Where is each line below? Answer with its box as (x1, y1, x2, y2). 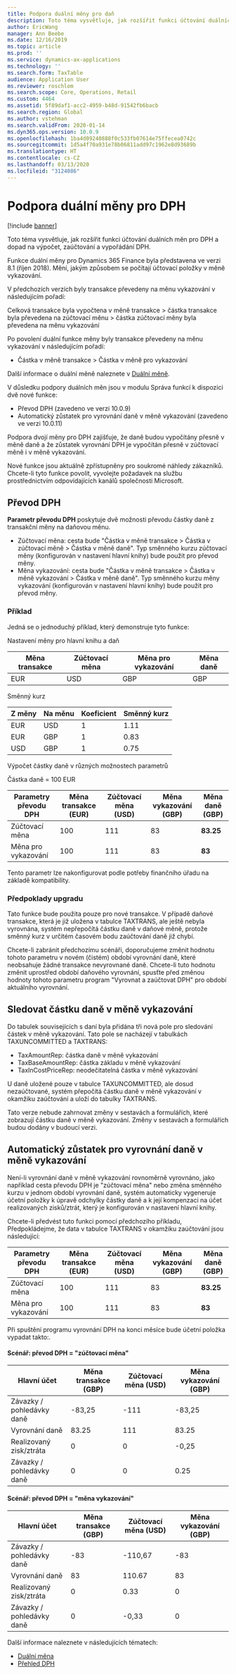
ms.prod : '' (7, 50, 42, 57)
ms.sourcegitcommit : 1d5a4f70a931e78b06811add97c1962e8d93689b (7, 142, 197, 149)
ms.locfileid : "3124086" (7, 167, 80, 175)
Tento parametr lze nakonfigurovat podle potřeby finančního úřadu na (7, 868, 209, 877)
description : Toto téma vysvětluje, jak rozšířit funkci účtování (7, 17, 206, 24)
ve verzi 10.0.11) (17, 419, 63, 427)
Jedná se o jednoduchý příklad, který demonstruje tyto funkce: (7, 622, 190, 631)
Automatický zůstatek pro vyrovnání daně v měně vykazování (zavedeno (17, 412, 228, 420)
